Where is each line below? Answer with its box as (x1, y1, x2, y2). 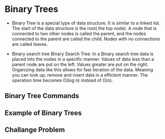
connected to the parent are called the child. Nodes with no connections (11, 36, 160, 42)
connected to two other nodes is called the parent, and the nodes (11, 30, 146, 36)
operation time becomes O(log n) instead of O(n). (11, 77, 113, 83)
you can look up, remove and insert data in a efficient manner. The (11, 72, 148, 78)
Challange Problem (4, 126, 65, 134)
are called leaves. (11, 41, 48, 47)
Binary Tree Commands (4, 92, 80, 100)
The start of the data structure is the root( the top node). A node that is (11, 25, 157, 31)
